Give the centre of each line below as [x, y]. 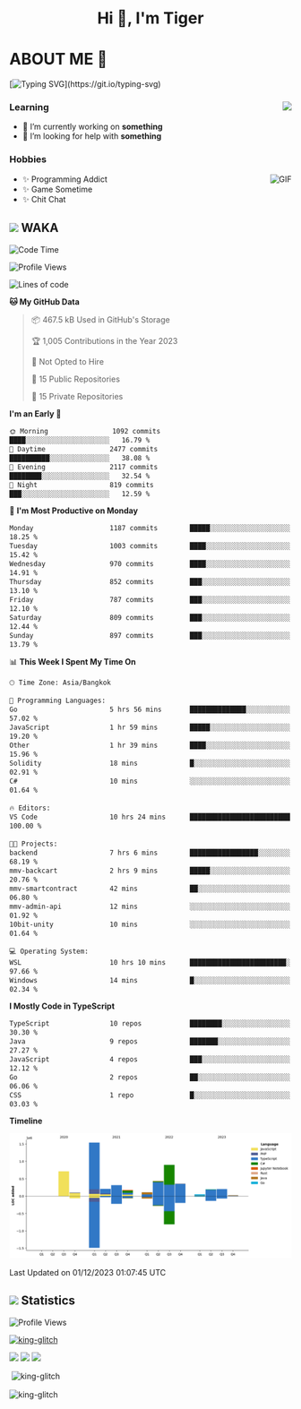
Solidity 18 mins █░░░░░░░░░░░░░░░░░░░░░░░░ [150, 763]
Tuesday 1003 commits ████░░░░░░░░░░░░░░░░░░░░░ [150, 546]
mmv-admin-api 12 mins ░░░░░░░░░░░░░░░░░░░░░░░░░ [150, 906]
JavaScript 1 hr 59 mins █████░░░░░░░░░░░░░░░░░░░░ [150, 727]
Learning [29, 107]
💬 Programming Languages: [57, 700]
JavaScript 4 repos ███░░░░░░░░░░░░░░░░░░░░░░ [150, 1059]
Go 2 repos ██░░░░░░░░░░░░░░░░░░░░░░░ [150, 1077]
